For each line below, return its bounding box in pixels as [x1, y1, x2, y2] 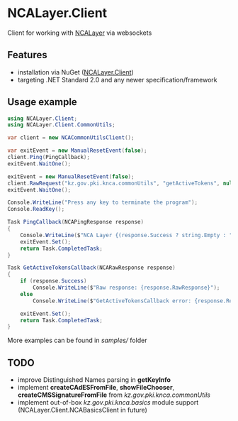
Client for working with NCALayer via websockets [7, 28, 152, 37]
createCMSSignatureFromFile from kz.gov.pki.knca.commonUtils [17, 390, 211, 399]
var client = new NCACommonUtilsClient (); [7, 134, 135, 141]
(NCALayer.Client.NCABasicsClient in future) [17, 406, 147, 415]
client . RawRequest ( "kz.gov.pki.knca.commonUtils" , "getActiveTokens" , [7, 180, 220, 187]
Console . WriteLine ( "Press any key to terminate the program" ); [7, 199, 198, 207]
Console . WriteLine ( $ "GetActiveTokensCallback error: [33, 297, 192, 305]
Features [7, 49, 47, 61]
